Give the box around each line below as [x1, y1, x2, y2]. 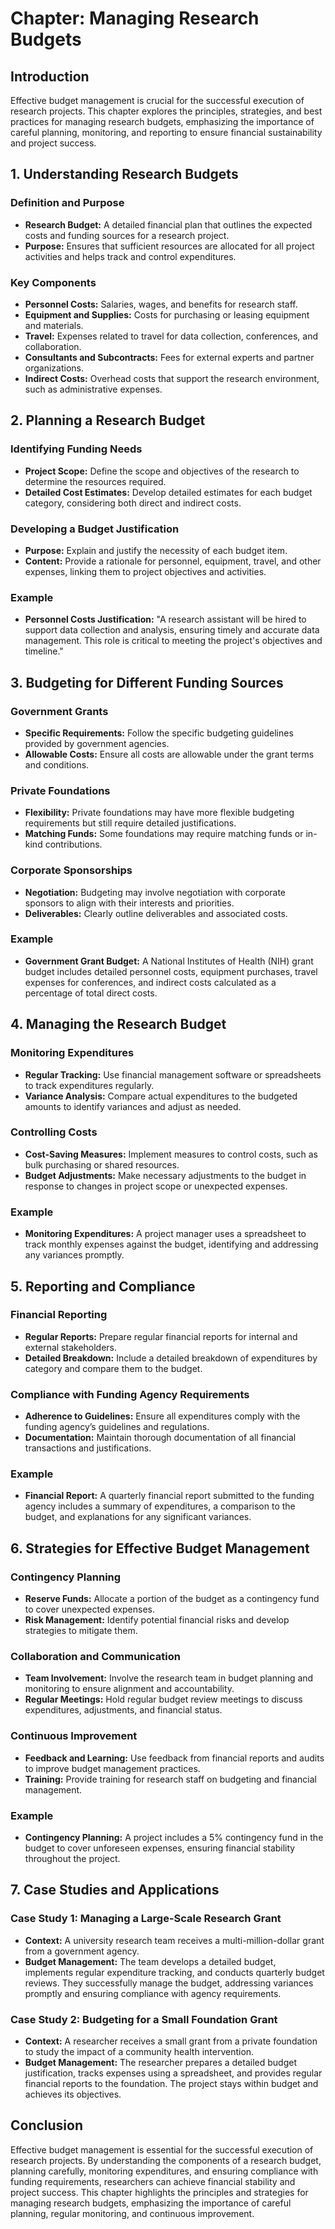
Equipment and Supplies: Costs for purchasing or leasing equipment [24, 308, 310, 321]
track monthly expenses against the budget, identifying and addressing [24, 1238, 319, 1251]
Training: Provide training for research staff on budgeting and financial [24, 1773, 317, 1785]
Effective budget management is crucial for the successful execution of [10, 95, 305, 106]
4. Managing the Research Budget [10, 1016, 227, 1033]
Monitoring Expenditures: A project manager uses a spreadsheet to [24, 1228, 307, 1240]
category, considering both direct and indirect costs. [24, 497, 242, 509]
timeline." [24, 645, 64, 657]
